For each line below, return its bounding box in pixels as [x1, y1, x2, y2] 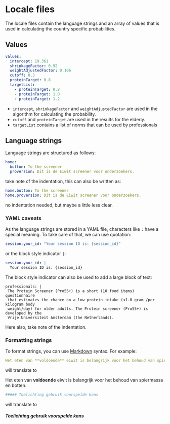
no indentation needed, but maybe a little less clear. [5, 202, 113, 208]
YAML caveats [5, 215, 42, 222]
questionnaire [5, 293, 35, 298]
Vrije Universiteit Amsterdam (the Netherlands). [7, 315, 114, 320]
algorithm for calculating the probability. [12, 111, 96, 117]
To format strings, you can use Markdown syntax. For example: [5, 348, 137, 354]
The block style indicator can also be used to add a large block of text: [5, 274, 152, 280]
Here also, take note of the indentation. [5, 324, 87, 330]
